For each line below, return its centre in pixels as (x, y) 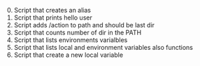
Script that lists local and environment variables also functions (103, 47)
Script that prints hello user (53, 18)
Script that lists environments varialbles (71, 40)
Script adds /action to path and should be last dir (84, 25)
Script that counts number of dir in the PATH (78, 32)
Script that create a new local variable (69, 55)
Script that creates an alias (52, 10)
